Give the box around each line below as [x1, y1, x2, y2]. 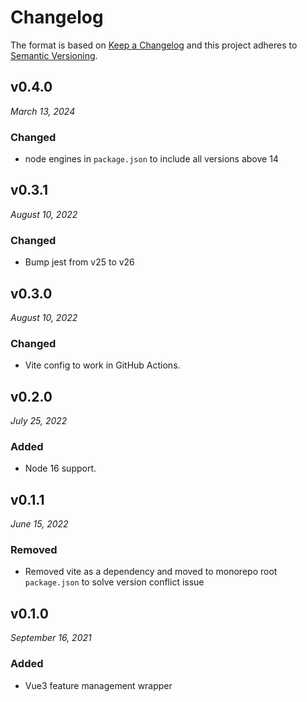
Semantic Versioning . [10, 49, 98, 61]
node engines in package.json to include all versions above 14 [24, 153, 279, 165]
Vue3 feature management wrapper [24, 679, 173, 691]
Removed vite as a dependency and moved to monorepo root [24, 566, 278, 578]
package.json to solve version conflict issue [24, 576, 205, 588]
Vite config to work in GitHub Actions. [24, 359, 181, 371]
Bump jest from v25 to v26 [24, 256, 135, 268]
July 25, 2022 [10, 415, 68, 427]
